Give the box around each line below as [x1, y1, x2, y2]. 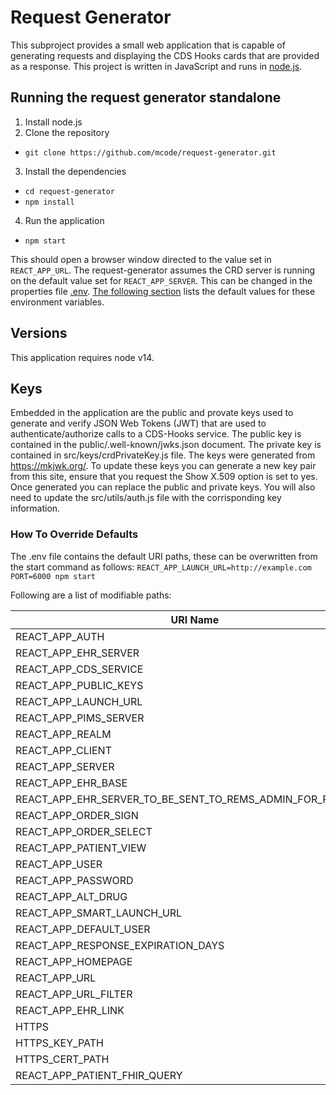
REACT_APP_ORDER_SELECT [15, 824, 153, 838]
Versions [10, 325, 68, 342]
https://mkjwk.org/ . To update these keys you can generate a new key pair [10, 460, 317, 472]
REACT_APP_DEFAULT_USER [15, 922, 151, 936]
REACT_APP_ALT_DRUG [15, 889, 128, 903]
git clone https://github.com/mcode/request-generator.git [24, 147, 277, 158]
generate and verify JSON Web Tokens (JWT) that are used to [10, 417, 267, 430]
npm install [24, 197, 75, 207]
